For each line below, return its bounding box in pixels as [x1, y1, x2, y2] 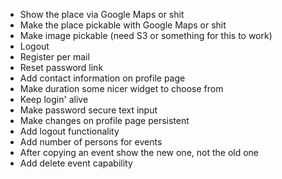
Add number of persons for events [19, 136, 163, 148]
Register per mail [19, 51, 90, 63]
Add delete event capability [19, 157, 133, 169]
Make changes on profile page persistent [19, 115, 190, 126]
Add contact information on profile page [19, 72, 186, 84]
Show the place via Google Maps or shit [19, 9, 185, 20]
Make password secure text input [19, 104, 158, 116]
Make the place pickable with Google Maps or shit [19, 19, 227, 31]
